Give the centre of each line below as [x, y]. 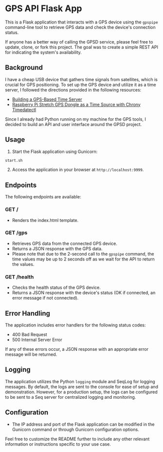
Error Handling [27, 313]
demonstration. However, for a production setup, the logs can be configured [81, 392]
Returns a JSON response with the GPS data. [57, 248]
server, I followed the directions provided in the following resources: [73, 90]
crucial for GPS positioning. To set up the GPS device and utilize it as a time [81, 85]
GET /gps [16, 233]
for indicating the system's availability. [43, 52]
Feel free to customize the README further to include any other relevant [77, 439]
